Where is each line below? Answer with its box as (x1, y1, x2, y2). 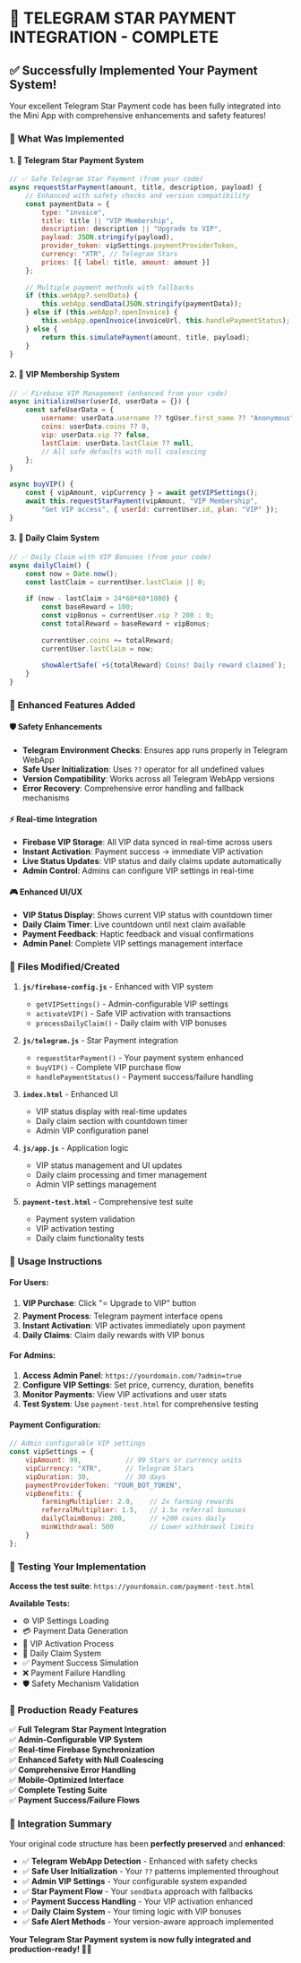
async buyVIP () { (9, 480, 74, 489)
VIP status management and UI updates (35, 1160, 183, 1171)
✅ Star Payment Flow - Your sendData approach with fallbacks (21, 1886, 254, 1897)
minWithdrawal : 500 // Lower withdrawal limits (41, 1523, 254, 1532)
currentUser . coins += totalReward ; (41, 636, 175, 644)
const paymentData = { (25, 199, 110, 209)
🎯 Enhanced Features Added (9, 698, 136, 711)
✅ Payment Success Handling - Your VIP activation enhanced (21, 1896, 254, 1907)
